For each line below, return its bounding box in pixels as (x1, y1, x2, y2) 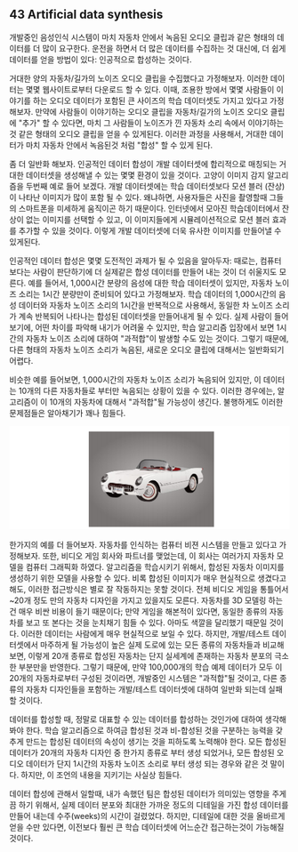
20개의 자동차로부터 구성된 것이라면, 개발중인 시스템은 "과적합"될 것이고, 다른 (9, 673, 278, 684)
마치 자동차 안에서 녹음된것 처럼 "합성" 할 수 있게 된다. (25, 140, 213, 150)
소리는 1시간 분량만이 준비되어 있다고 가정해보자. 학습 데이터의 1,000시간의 (18, 288, 278, 299)
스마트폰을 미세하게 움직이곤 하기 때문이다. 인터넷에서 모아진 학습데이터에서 (18, 203, 280, 213)
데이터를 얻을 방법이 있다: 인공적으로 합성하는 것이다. (9, 53, 192, 65)
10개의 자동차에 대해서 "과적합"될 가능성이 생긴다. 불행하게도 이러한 (49, 396, 284, 407)
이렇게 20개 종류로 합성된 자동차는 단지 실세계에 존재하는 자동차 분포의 (28, 651, 273, 662)
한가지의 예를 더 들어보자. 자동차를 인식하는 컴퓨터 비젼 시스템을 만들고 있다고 (9, 540, 278, 551)
